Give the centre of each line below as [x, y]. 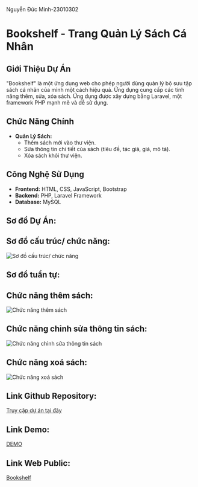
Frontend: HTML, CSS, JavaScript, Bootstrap [71, 189]
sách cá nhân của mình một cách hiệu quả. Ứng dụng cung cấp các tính [95, 90]
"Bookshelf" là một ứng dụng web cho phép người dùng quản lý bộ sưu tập [99, 83]
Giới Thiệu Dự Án [39, 69]
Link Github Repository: [51, 396]
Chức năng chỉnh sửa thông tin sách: [77, 329]
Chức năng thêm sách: [50, 295]
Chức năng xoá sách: [47, 363]
